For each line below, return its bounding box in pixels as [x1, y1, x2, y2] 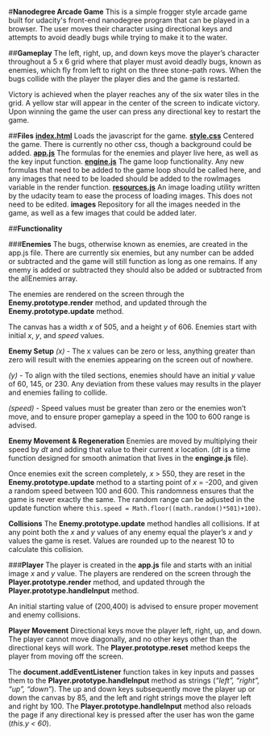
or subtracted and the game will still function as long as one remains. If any [8, 257, 258, 266]
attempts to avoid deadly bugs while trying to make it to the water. [8, 32, 228, 42]
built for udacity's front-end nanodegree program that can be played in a [8, 15, 250, 25]
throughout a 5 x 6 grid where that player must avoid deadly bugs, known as [8, 56, 262, 66]
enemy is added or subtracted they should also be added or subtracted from [8, 266, 263, 274]
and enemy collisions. [8, 610, 81, 620]
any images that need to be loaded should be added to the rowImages [8, 174, 242, 183]
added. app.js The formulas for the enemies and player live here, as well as [8, 148, 259, 157]
